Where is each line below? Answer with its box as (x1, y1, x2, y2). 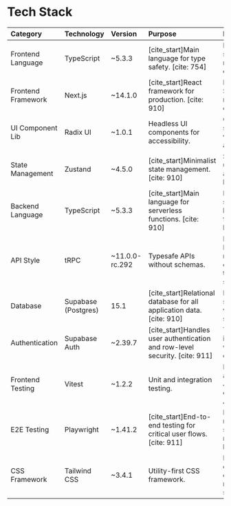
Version (111, 29, 137, 38)
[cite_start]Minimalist (148, 155, 217, 165)
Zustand (64, 164, 91, 174)
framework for (148, 86, 195, 96)
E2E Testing (10, 424, 49, 434)
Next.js (64, 90, 87, 100)
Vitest (64, 379, 84, 388)
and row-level (148, 342, 195, 351)
